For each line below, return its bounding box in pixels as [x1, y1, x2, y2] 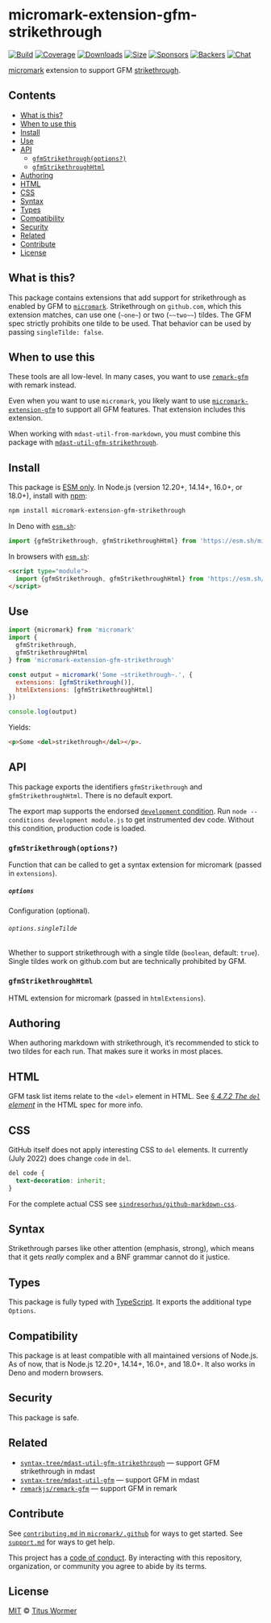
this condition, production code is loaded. [8, 823, 147, 833]
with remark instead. [8, 380, 77, 390]
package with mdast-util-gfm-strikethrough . [8, 437, 159, 447]
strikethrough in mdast [19, 1466, 95, 1476]
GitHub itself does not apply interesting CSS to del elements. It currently [8, 1145, 248, 1155]
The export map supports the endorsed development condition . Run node [8, 806, 248, 816]
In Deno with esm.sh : [8, 522, 77, 531]
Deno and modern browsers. [8, 1368, 104, 1378]
